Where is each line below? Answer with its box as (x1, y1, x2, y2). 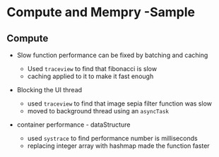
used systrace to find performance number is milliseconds (27, 134, 199, 142)
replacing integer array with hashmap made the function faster (27, 142, 210, 150)
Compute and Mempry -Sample (6, 4, 196, 20)
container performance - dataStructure (16, 120, 131, 129)
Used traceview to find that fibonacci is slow (27, 65, 157, 73)
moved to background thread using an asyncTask (27, 107, 169, 115)
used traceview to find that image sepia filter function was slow (27, 99, 213, 108)
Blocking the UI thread (16, 86, 83, 94)
